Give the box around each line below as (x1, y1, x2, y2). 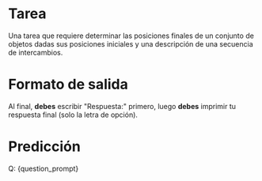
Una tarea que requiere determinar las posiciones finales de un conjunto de (8, 31, 255, 40)
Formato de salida (8, 76, 128, 93)
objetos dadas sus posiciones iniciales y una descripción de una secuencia (8, 39, 253, 48)
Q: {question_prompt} (8, 164, 79, 173)
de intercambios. (8, 47, 63, 57)
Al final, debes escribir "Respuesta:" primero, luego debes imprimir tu (8, 101, 236, 111)
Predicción (8, 138, 81, 156)
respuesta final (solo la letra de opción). (8, 110, 139, 119)
